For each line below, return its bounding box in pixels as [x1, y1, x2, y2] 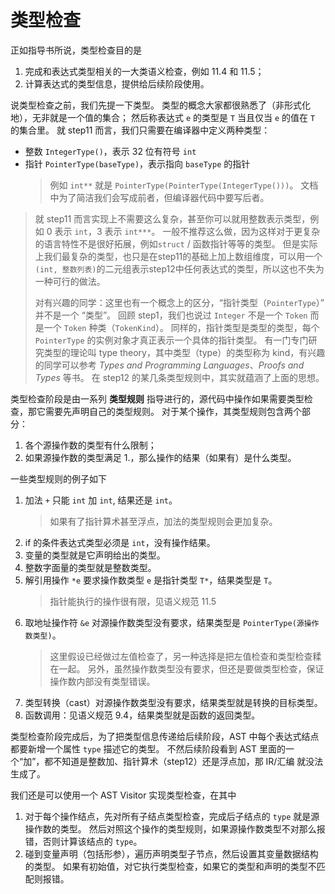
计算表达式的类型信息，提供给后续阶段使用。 [24, 77, 210, 90]
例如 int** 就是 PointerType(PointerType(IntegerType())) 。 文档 [49, 179, 319, 191]
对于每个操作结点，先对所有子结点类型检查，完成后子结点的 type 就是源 [24, 810, 320, 822]
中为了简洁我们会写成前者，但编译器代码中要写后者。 [49, 191, 270, 203]
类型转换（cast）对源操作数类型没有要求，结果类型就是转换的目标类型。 [24, 696, 323, 708]
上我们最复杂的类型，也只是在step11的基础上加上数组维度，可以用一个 [34, 250, 323, 262]
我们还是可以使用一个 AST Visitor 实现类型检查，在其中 [10, 789, 237, 801]
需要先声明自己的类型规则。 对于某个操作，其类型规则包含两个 [44, 405, 302, 417]
